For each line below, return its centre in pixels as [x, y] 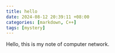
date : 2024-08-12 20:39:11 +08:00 [48, 17]
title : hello [22, 11]
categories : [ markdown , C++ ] [41, 22]
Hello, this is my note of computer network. [57, 44]
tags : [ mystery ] [26, 28]
